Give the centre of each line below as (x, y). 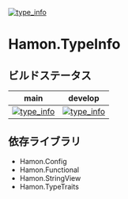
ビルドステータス (50, 75)
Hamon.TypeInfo (64, 44)
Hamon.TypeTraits (49, 186)
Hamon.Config (43, 161)
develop (84, 98)
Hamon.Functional (49, 170)
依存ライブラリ (45, 142)
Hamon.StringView (50, 178)
